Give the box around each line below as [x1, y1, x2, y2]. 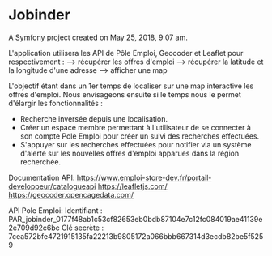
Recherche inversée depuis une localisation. [19, 113, 168, 123]
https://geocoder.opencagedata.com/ [8, 190, 134, 199]
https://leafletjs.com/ [97, 181, 168, 191]
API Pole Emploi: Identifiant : [8, 205, 103, 215]
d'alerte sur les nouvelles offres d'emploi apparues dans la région [19, 148, 240, 158]
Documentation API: [8, 173, 75, 182]
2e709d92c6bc [8, 223, 60, 233]
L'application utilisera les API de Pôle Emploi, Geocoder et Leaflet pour [8, 48, 244, 58]
